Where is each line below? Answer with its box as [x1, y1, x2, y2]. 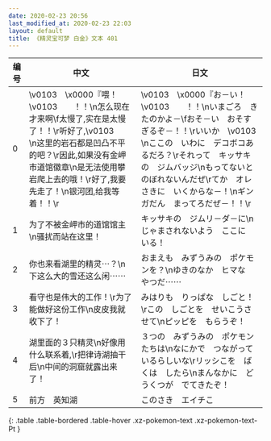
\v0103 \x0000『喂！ [28, 89, 119, 101]
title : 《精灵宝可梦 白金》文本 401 [8, 34, 119, 43]
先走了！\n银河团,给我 [28, 186, 112, 198]
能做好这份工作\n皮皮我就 [28, 304, 127, 315]
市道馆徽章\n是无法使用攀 [28, 162, 127, 173]
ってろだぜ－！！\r [181, 198, 252, 210]
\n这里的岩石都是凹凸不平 [28, 138, 127, 149]
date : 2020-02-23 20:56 [8, 11, 89, 20]
